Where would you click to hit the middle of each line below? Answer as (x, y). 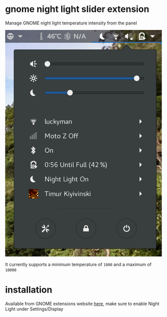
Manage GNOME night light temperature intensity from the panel (71, 23)
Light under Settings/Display (34, 309)
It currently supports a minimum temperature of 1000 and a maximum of (78, 264)
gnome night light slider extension (77, 9)
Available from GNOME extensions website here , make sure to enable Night (82, 304)
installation (29, 290)
